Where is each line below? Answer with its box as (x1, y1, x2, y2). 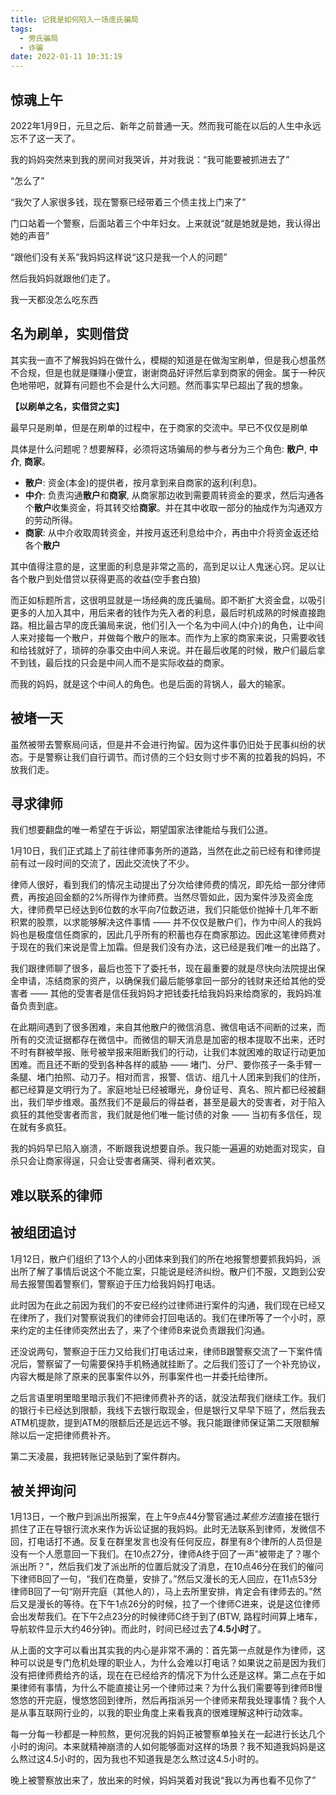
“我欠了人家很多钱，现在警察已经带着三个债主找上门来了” (10, 196, 247, 208)
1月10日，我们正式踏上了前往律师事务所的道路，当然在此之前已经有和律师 (10, 845, 313, 857)
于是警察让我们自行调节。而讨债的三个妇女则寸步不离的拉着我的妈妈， (27, 751, 317, 763)
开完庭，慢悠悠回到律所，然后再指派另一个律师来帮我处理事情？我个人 (36, 1694, 326, 1706)
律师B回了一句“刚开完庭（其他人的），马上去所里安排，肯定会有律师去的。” (10, 1586, 313, 1598)
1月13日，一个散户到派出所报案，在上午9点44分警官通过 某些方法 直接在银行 (10, 1511, 320, 1523)
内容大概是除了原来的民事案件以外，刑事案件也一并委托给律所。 (10, 1370, 273, 1382)
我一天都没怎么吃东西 (10, 293, 98, 305)
